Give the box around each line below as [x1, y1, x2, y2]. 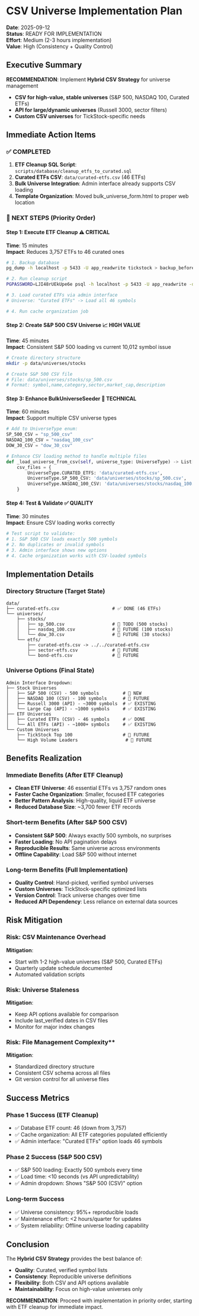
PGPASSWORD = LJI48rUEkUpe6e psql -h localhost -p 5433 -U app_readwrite [6, 281, 187, 288]
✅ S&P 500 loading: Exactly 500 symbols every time [14, 1166, 143, 1173]
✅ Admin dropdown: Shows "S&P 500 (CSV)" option [14, 1180, 143, 1187]
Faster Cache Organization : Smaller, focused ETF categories [14, 791, 165, 798]
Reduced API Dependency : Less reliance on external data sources [14, 898, 178, 905]
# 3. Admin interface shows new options [6, 547, 108, 553]
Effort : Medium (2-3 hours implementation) [6, 36, 112, 43]
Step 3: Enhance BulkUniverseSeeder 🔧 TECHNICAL [6, 395, 137, 402]
